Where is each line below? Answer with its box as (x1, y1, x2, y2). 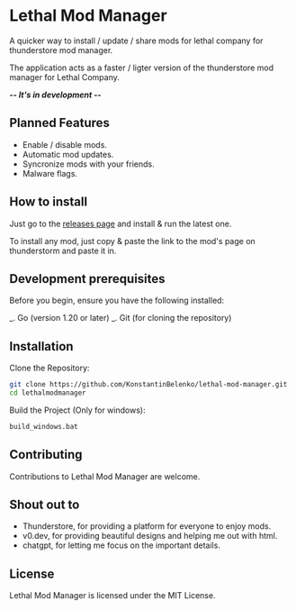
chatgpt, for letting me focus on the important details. (22, 540, 220, 551)
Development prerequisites (9, 271, 166, 287)
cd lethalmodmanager (9, 388, 87, 397)
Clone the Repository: (9, 362, 90, 374)
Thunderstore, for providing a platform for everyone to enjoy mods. (22, 521, 272, 532)
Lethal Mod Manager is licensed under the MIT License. (9, 590, 216, 601)
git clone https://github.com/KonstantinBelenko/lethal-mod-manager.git (9, 380, 288, 389)
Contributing (9, 447, 83, 462)
